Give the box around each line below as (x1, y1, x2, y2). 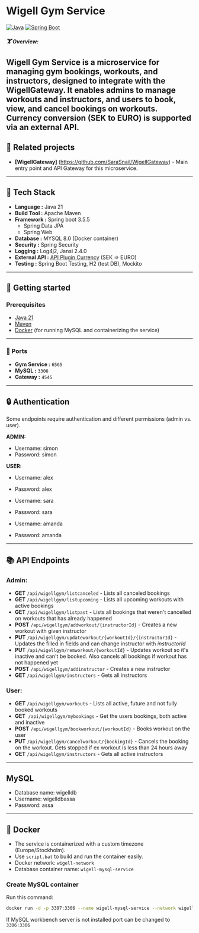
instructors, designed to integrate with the (6, 75, 166, 86)
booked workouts (14, 706, 58, 714)
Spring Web (23, 228, 53, 235)
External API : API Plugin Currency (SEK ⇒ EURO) (14, 254, 137, 261)
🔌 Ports (6, 347, 28, 355)
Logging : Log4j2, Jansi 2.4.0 (14, 247, 87, 254)
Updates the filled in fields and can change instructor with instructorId (14, 640, 186, 647)
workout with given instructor (14, 628, 87, 635)
